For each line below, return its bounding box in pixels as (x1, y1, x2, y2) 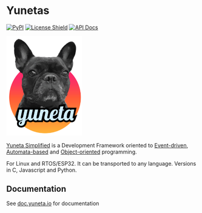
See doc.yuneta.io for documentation (6, 200, 99, 207)
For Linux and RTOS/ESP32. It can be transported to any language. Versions (6, 160, 197, 167)
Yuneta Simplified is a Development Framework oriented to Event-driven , (6, 141, 189, 149)
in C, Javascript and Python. (6, 166, 77, 174)
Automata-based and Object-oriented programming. (6, 148, 137, 155)
